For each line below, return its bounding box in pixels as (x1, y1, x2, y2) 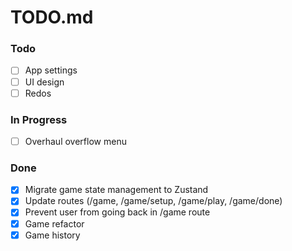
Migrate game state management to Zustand (24, 184, 209, 196)
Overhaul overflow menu (24, 135, 127, 147)
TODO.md (10, 6, 94, 29)
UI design (24, 76, 65, 88)
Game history (24, 229, 81, 241)
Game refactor (24, 217, 85, 230)
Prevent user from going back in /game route (24, 206, 211, 218)
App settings (24, 64, 78, 76)
